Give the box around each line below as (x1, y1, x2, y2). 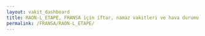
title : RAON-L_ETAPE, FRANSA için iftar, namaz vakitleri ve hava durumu (6, 15, 199, 21)
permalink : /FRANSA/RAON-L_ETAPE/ (6, 20, 95, 26)
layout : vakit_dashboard (6, 9, 70, 15)
